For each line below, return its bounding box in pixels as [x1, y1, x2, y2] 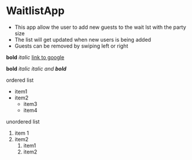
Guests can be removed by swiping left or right [14, 42, 129, 49]
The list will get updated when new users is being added [14, 36, 151, 43]
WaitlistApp [6, 4, 65, 18]
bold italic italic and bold [6, 65, 66, 72]
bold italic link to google [6, 54, 65, 61]
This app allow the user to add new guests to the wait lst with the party [14, 24, 187, 31]
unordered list [6, 118, 40, 125]
